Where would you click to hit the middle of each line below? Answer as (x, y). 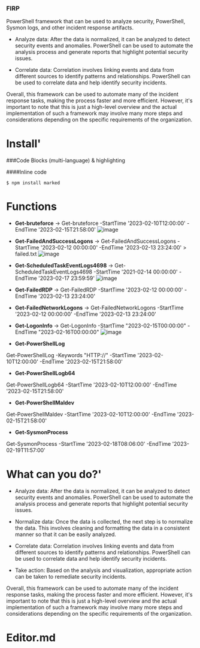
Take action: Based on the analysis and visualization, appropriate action (103, 570)
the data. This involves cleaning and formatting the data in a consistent (102, 528)
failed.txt (26, 254)
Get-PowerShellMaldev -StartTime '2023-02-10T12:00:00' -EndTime (91, 415)
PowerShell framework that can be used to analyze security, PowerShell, (96, 22)
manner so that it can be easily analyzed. (66, 534)
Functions (31, 207)
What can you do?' (54, 474)
